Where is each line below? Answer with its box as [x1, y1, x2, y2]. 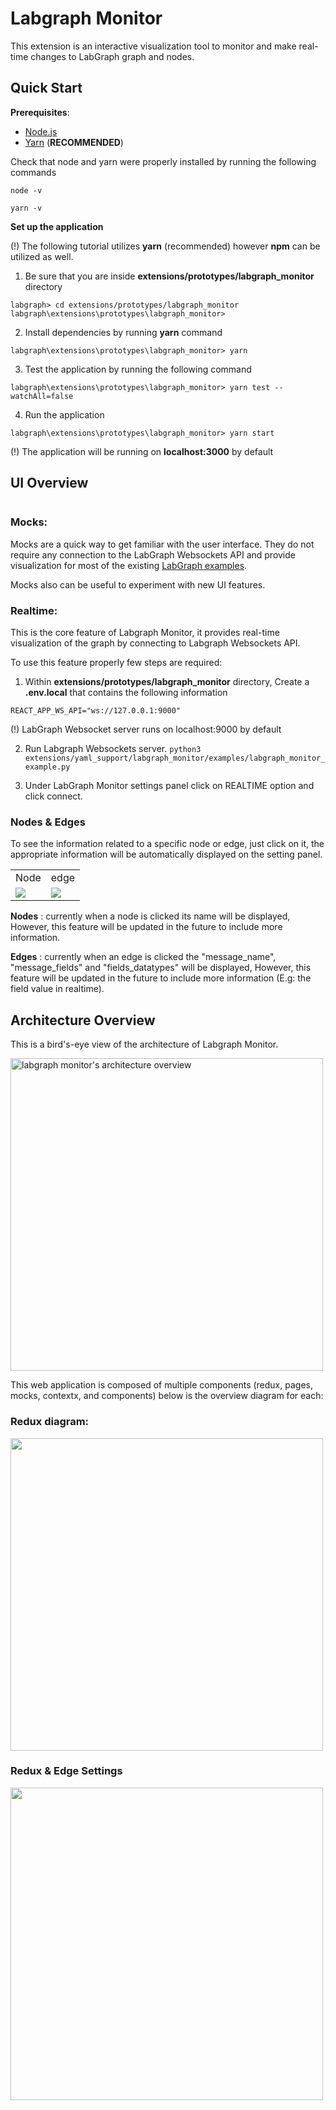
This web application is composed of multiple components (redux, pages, [10, 1379, 313, 1391]
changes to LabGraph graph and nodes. [30, 50, 195, 62]
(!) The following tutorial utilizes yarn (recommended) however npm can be [10, 240, 321, 252]
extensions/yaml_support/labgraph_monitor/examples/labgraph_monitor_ [24, 753, 326, 764]
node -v [10, 185, 43, 196]
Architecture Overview [10, 1012, 156, 1029]
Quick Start [10, 80, 83, 97]
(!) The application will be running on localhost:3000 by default [10, 445, 274, 457]
